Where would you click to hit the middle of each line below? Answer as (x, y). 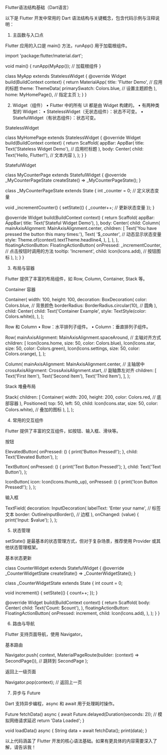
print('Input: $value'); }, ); (31, 520)
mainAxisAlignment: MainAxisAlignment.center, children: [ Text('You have (81, 228)
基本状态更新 (18, 558)
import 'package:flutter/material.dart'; (44, 56)
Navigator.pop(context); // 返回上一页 (44, 682)
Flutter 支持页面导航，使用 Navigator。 (45, 634)
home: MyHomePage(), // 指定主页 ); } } (46, 95)
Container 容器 (21, 289)
